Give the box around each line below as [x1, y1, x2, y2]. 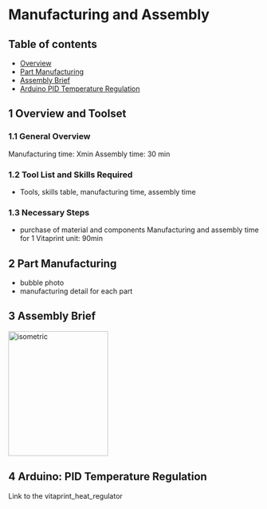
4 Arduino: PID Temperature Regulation [8, 470, 207, 483]
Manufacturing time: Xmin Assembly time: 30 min [8, 149, 171, 159]
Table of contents [8, 37, 97, 51]
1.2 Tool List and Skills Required [8, 169, 133, 180]
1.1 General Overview [8, 131, 91, 142]
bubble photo [19, 278, 65, 288]
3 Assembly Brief [8, 310, 96, 323]
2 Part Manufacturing [8, 257, 117, 270]
